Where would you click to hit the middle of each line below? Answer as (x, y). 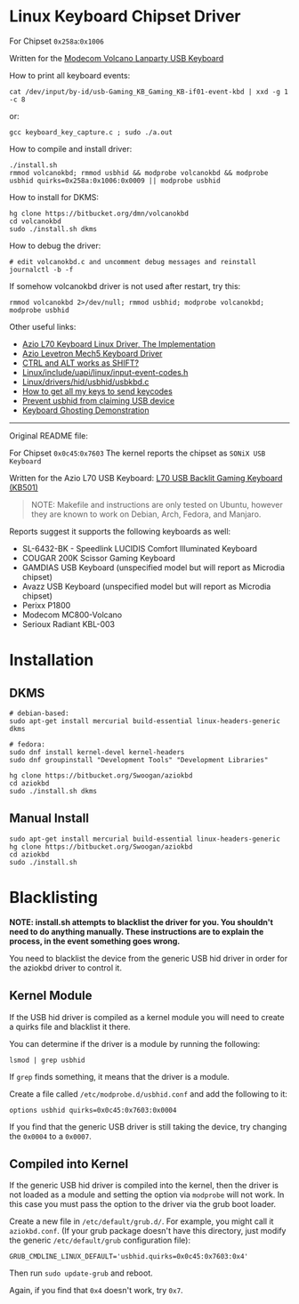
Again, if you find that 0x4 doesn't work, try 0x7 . (97, 1291)
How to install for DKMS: (54, 197)
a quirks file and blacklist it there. (70, 1026)
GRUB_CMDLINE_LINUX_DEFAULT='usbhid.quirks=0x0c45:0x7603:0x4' (129, 1257)
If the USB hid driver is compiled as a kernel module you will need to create (147, 1017)
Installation (52, 660)
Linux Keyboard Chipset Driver (125, 16)
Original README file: (49, 435)
